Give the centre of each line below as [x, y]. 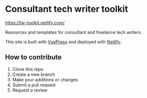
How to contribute [34, 57]
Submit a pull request [34, 85]
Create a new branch [34, 74]
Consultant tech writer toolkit [67, 9]
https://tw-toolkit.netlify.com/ [35, 23]
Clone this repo [28, 69]
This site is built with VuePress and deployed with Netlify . [63, 42]
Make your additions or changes [45, 79]
